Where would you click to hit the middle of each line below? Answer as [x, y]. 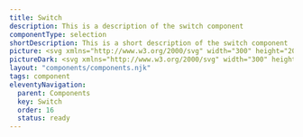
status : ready [44, 118]
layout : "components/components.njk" [80, 68]
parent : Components [54, 93]
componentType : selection [58, 34]
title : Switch [36, 18]
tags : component [40, 77]
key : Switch [40, 101]
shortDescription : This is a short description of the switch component [149, 43]
